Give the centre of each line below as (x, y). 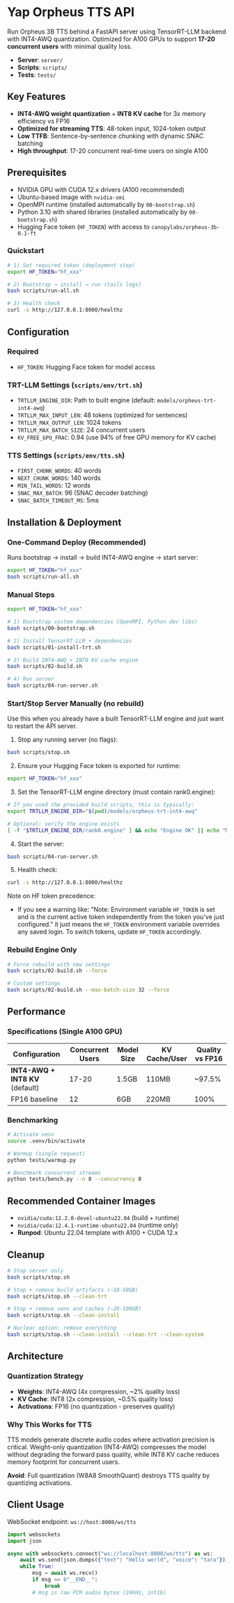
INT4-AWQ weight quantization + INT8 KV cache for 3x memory (111, 113)
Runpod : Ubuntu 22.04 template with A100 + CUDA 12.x (97, 1233)
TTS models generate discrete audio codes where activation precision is (111, 1439)
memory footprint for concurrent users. (63, 1462)
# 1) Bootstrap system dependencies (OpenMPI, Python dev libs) (102, 622)
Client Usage (36, 1505)
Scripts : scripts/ (42, 67)
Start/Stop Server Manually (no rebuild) (76, 703)
